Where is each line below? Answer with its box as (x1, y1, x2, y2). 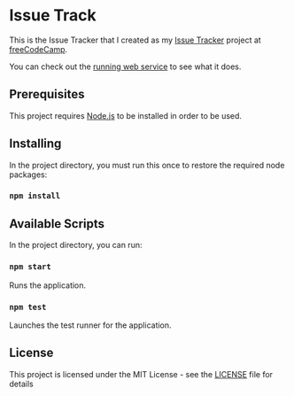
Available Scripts (9, 216, 104, 231)
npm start (9, 262, 51, 272)
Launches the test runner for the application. (9, 320, 172, 330)
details (9, 378, 34, 389)
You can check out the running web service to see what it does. (9, 61, 242, 72)
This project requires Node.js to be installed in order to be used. (9, 110, 242, 120)
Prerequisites (9, 87, 85, 102)
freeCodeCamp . (9, 43, 68, 54)
